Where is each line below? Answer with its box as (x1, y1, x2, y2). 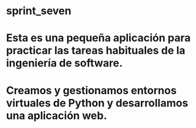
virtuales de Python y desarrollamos (6, 96, 188, 110)
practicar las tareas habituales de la (6, 44, 185, 57)
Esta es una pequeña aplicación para (6, 31, 191, 45)
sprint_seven (6, 4, 72, 18)
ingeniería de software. (6, 56, 123, 70)
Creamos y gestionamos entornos (6, 84, 177, 97)
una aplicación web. (6, 108, 108, 122)
